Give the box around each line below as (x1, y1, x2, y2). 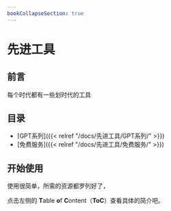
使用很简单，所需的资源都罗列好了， (7, 182, 109, 190)
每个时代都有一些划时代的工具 (7, 90, 91, 99)
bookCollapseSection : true (7, 10, 84, 17)
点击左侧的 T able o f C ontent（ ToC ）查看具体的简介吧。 (7, 197, 164, 205)
